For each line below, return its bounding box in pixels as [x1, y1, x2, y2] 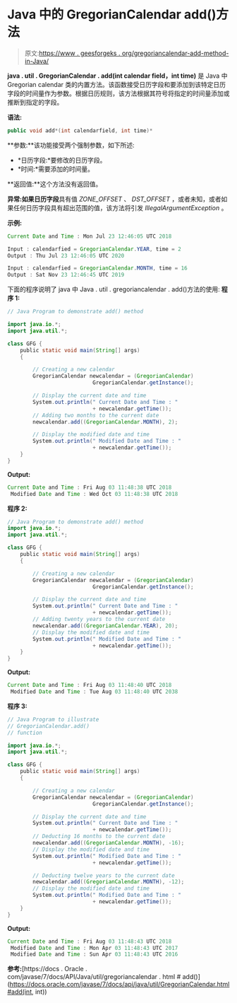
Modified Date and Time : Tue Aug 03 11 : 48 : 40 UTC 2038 [10, 688, 178, 695]
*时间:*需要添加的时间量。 [17, 164, 94, 173]
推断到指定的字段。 [7, 98, 63, 106]
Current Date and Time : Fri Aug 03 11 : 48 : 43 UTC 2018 [7, 938, 172, 945]
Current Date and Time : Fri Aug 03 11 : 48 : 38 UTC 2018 [7, 484, 172, 491]
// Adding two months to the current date [32, 412, 159, 419]
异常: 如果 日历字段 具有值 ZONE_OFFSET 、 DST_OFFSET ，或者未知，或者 [7, 195, 221, 203]
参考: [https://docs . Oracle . [7, 965, 87, 973]
